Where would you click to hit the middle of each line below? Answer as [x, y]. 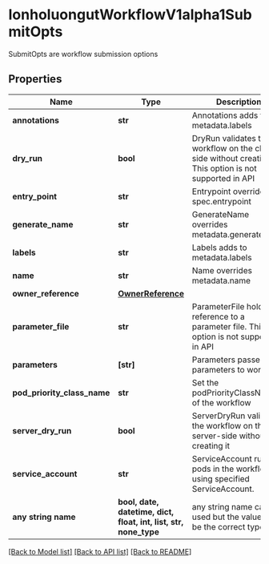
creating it [211, 445]
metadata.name [221, 280]
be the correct [219, 526]
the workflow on [223, 425]
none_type [139, 532]
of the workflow [221, 402]
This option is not [225, 168]
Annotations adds [225, 115]
